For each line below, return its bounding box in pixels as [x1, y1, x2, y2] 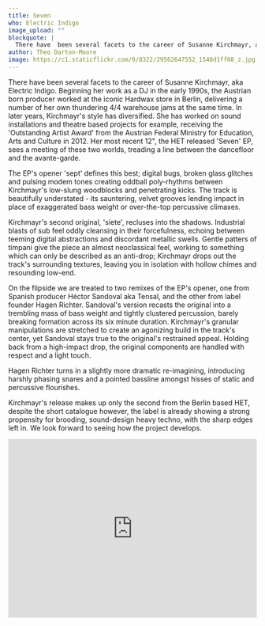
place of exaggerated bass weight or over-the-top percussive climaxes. [8, 202, 241, 211]
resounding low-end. [8, 267, 77, 277]
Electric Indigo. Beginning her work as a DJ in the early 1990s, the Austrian [8, 85, 252, 95]
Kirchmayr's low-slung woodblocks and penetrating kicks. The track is [8, 185, 238, 195]
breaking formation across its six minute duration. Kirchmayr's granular [8, 317, 239, 326]
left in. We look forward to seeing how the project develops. [8, 423, 203, 432]
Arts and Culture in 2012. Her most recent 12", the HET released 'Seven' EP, [8, 136, 254, 146]
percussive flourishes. [8, 382, 80, 392]
